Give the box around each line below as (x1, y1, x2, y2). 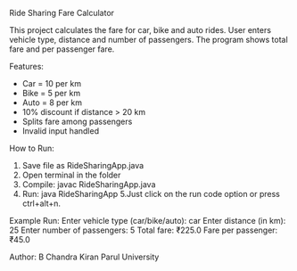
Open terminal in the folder (21, 169, 121, 180)
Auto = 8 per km (21, 97, 83, 108)
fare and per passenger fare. (9, 44, 115, 54)
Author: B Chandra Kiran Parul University (9, 251, 160, 262)
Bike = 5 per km (21, 88, 81, 98)
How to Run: (9, 143, 55, 153)
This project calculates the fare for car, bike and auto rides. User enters (9, 25, 272, 35)
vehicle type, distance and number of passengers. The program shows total (9, 35, 288, 45)
